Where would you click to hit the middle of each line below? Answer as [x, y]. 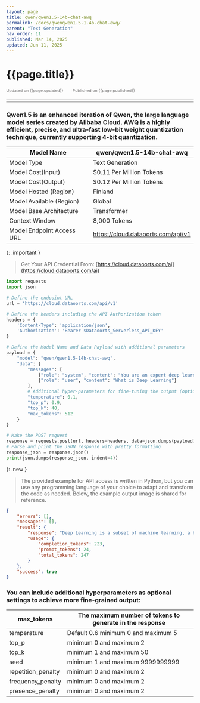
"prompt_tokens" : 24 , [65, 550]
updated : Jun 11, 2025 [34, 45]
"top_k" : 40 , [44, 408]
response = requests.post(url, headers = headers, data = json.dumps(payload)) [102, 441]
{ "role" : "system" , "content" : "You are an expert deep [109, 375]
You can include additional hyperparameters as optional [89, 593]
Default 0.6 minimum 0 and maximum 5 [122, 633]
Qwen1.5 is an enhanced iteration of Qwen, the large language [98, 115]
